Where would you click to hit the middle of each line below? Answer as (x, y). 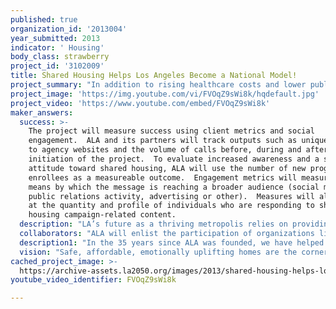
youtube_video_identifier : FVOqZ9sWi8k (93, 280)
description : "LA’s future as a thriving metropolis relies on (153, 224)
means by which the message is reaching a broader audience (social (174, 187)
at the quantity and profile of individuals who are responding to (171, 206)
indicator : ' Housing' (57, 47)
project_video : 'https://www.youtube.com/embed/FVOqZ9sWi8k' (140, 103)
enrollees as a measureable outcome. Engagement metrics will (163, 177)
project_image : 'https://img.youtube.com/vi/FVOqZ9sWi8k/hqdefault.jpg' (165, 94)
